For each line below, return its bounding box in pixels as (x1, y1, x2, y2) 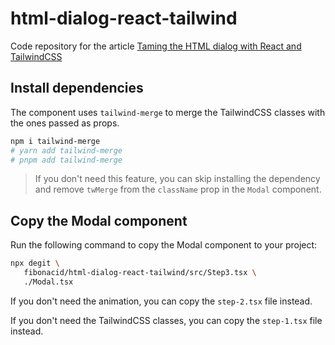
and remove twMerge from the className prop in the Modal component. (34, 183, 322, 196)
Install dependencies (10, 80, 144, 97)
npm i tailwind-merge (10, 136, 101, 146)
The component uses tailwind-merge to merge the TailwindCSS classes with (10, 106, 326, 118)
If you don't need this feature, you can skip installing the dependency (34, 173, 321, 185)
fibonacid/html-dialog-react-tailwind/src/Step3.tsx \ (23, 268, 257, 278)
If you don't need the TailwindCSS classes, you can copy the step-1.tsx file (10, 314, 323, 326)
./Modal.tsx (23, 277, 74, 287)
